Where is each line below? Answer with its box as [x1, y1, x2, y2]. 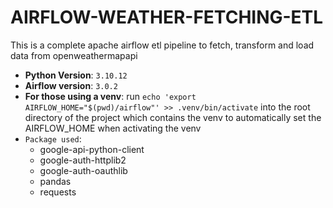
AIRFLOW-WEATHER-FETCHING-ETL [10, 6, 324, 29]
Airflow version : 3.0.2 [24, 79, 118, 91]
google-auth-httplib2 [39, 154, 127, 166]
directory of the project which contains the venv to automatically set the [24, 111, 322, 123]
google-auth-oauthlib [39, 164, 128, 176]
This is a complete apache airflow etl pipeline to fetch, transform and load [10, 39, 315, 51]
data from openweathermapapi [10, 49, 138, 61]
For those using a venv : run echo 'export [24, 90, 197, 102]
